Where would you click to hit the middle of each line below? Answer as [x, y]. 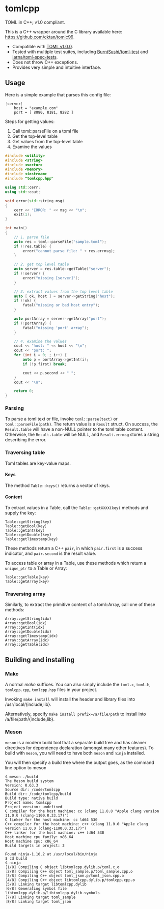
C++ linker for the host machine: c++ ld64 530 [55, 833]
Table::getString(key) [28, 522]
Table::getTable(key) [27, 577]
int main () [16, 228]
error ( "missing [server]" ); [51, 278]
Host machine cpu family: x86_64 [39, 837]
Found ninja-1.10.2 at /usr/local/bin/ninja [51, 854]
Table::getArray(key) [27, 582]
